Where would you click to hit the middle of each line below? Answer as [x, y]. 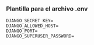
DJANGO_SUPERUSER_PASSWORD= [40, 36]
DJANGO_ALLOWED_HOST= [32, 26]
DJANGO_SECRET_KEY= [30, 21]
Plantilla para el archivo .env [47, 9]
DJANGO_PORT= [22, 31]
